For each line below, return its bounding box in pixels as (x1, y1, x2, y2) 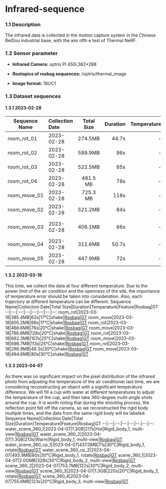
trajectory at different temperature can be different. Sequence (5, 299, 131, 305)
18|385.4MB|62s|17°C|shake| (5, 314, 65, 320)
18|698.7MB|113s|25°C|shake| (5, 341, 66, 347)
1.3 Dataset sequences (5, 92, 61, 99)
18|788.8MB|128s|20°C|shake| (5, 330, 67, 336)
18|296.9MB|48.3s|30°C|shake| (5, 346, 70, 352)
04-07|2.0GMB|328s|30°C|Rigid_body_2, (5, 457, 89, 463)
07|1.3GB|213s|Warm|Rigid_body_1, (5, 437, 76, 443)
